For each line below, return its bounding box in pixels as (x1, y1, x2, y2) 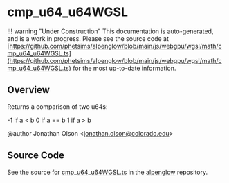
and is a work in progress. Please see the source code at (7, 34, 170, 42)
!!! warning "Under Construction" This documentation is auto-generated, (7, 27, 214, 35)
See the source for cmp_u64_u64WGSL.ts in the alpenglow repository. (7, 168, 208, 176)
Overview (7, 84, 51, 96)
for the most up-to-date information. (72, 64, 176, 72)
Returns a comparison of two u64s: (7, 102, 108, 111)
